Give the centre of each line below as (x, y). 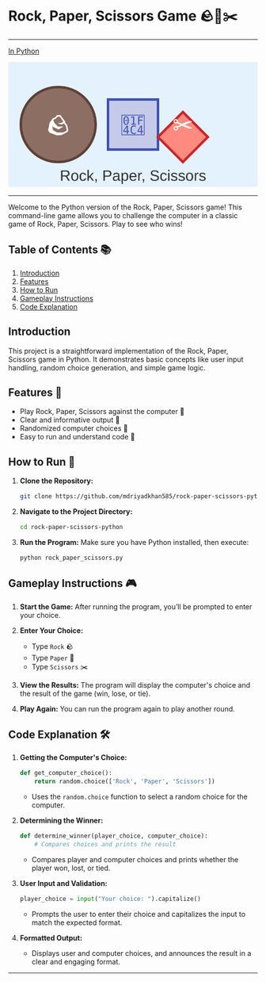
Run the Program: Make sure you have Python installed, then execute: (134, 542)
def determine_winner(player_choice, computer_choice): (114, 836)
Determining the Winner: (61, 821)
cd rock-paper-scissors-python (71, 527)
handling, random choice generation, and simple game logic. (107, 367)
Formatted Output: (51, 938)
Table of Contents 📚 (60, 250)
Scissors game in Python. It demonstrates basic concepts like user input (126, 359)
